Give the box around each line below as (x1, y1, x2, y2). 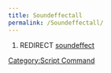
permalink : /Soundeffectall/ (8, 19, 104, 27)
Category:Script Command (8, 56, 95, 65)
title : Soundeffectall (8, 11, 83, 20)
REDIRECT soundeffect (19, 40, 94, 49)
